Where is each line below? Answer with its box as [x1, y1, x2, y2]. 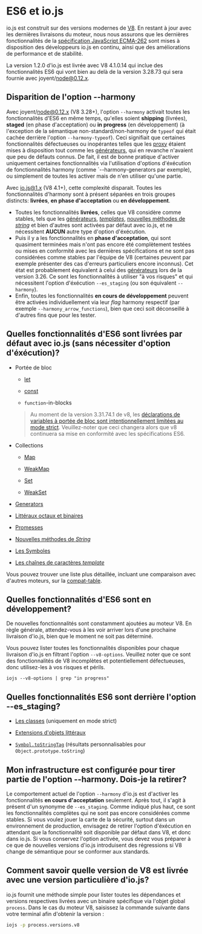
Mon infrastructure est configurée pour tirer [6, 765, 175, 775]
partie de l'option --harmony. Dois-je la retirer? [6, 774, 187, 784]
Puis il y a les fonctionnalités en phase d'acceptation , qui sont [15, 234, 171, 241]
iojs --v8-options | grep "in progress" [6, 675, 110, 681]
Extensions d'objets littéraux [15, 729, 86, 736]
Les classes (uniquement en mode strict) [15, 718, 117, 725]
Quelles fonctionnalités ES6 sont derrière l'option [6, 692, 197, 702]
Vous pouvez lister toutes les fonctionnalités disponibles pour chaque [6, 644, 180, 652]
